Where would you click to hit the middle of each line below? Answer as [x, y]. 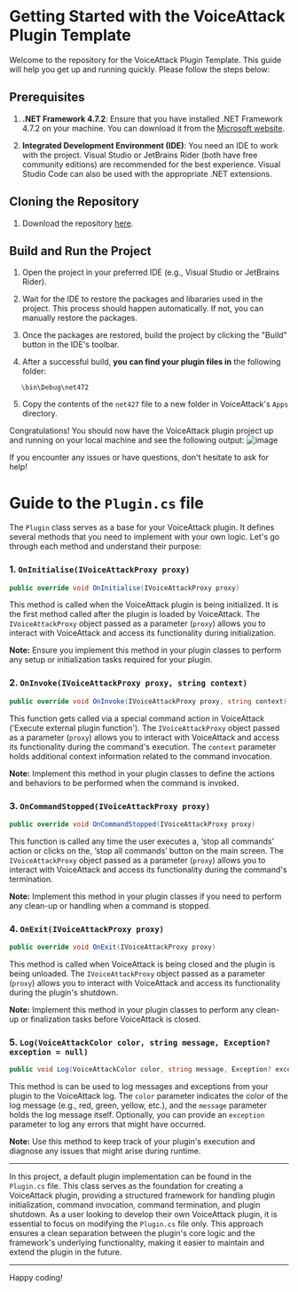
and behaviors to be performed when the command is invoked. [124, 782]
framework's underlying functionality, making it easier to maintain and [137, 1243]
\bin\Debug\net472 [55, 388]
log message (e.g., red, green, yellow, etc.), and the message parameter [138, 1105]
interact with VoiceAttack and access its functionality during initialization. [143, 633]
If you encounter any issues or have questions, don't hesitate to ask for [139, 457]
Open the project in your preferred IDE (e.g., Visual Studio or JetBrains [151, 272]
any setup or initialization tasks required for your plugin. [111, 660]
